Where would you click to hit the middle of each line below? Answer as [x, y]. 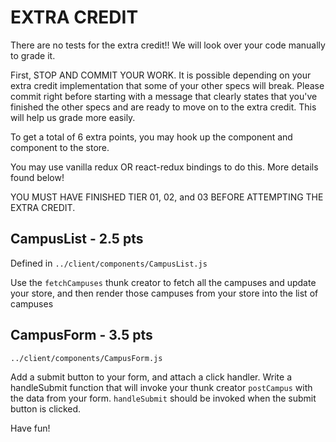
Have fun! [30, 428]
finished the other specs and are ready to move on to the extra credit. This [163, 107]
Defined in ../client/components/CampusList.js [109, 263]
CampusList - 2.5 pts [77, 239]
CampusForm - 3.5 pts [81, 335]
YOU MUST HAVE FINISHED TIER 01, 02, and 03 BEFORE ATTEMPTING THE [167, 197]
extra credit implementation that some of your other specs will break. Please [167, 85]
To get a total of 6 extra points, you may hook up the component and [151, 137]
